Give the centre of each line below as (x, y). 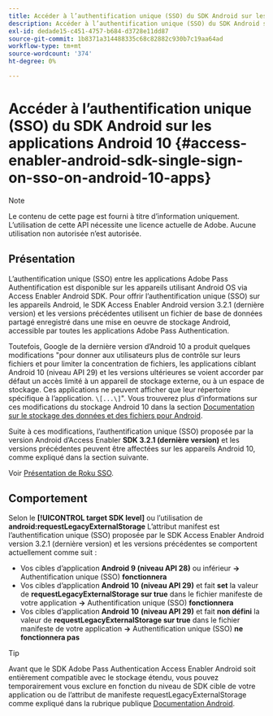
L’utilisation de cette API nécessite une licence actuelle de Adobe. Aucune (132, 225)
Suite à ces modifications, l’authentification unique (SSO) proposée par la (131, 431)
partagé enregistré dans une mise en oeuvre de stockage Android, (120, 321)
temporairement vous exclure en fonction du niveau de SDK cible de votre (132, 686)
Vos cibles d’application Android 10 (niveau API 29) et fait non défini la (140, 612)
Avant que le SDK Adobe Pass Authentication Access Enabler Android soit (132, 669)
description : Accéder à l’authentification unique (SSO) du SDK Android (134, 24)
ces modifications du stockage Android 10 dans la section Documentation (132, 407)
